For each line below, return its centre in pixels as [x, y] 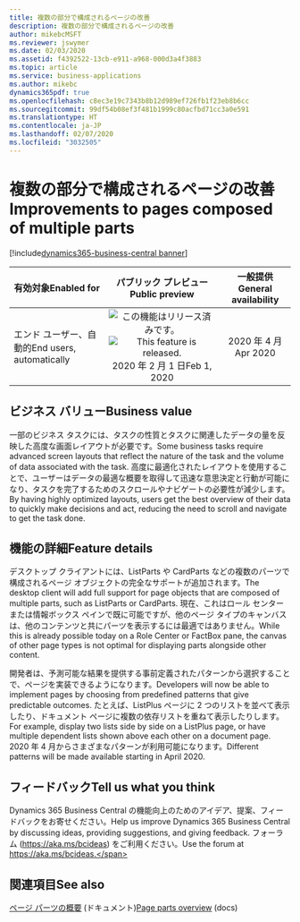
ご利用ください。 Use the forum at [182, 844]
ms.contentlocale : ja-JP [55, 126]
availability [255, 299]
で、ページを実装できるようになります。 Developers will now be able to [139, 685]
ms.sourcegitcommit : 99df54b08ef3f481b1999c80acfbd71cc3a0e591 [129, 109]
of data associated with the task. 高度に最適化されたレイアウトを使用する [144, 466]
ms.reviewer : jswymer [50, 43]
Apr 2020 [255, 353]
